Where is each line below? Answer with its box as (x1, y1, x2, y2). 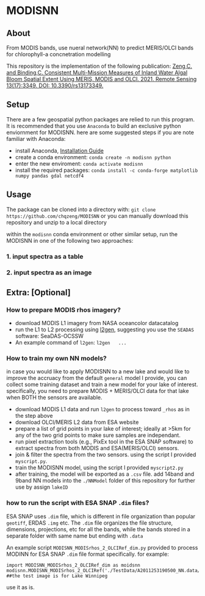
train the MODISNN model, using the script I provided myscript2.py (15, 464, 184, 472)
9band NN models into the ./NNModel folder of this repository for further (15, 477, 196, 484)
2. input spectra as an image (6, 268, 92, 277)
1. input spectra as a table (6, 252, 84, 260)
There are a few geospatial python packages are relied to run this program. (6, 115, 195, 123)
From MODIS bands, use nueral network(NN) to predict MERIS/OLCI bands (6, 44, 194, 51)
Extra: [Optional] (6, 287, 71, 298)
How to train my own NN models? (6, 354, 107, 363)
